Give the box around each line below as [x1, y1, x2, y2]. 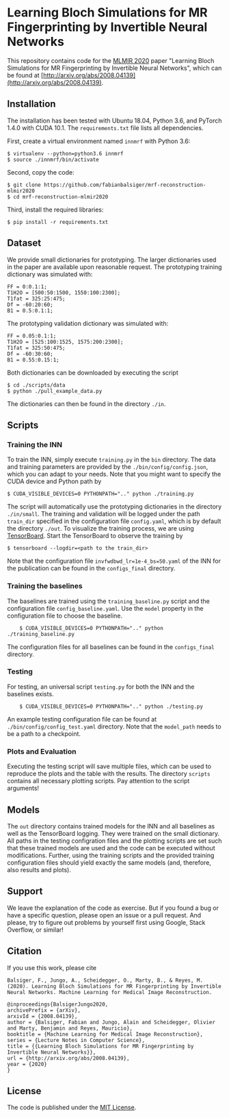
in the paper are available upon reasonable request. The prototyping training [7, 262, 222, 271]
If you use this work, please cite [7, 963, 97, 971]
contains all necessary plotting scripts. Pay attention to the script [7, 777, 190, 785]
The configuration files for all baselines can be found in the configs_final [7, 642, 215, 651]
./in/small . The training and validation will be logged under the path [7, 510, 200, 518]
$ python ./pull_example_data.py [7, 388, 103, 394]
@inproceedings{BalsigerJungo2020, [7, 1001, 109, 1008]
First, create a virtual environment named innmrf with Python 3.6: [7, 137, 191, 145]
